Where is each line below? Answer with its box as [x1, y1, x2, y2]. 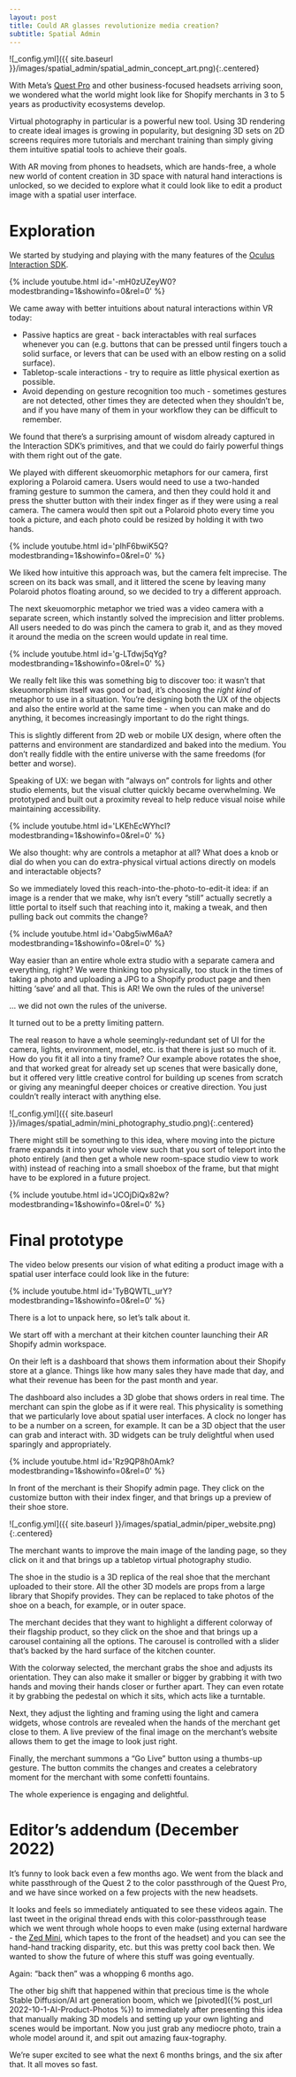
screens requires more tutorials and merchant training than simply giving [9, 135, 274, 146]
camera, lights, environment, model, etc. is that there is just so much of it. [9, 1044, 277, 1055]
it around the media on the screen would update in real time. [9, 632, 229, 642]
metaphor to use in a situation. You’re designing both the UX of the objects [9, 694, 281, 704]
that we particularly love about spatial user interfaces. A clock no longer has [9, 1411, 287, 1421]
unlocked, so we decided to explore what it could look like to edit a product [9, 181, 283, 191]
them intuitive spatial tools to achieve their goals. [9, 144, 187, 155]
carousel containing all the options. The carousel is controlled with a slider [9, 1636, 280, 1647]
